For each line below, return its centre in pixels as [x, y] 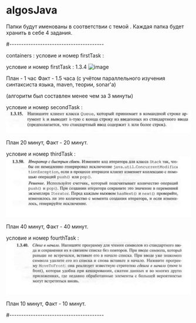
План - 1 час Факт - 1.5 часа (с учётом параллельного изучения [86, 78]
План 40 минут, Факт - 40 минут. [47, 226]
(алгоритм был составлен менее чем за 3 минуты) [70, 96]
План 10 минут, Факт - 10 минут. [46, 304]
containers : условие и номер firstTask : [55, 55]
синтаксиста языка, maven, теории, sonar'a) [61, 84]
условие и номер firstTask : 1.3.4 [46, 67]
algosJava [32, 10]
